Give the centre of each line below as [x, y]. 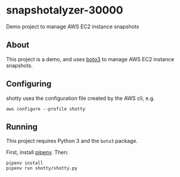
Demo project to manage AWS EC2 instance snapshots [73, 26]
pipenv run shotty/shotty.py [42, 168]
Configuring [29, 84]
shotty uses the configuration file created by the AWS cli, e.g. [80, 98]
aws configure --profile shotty [46, 109]
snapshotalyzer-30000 [65, 10]
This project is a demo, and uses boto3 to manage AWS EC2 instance [90, 59]
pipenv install [25, 163]
